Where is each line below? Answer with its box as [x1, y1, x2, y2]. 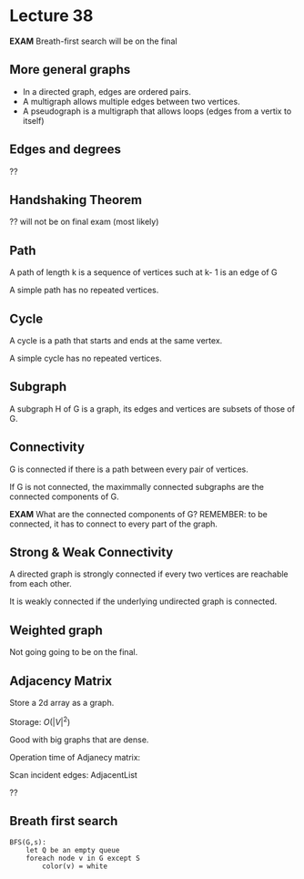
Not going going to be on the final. [9, 647, 138, 658]
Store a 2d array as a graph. [9, 698, 115, 709]
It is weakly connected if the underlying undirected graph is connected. [9, 596, 278, 607]
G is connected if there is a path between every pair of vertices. [9, 464, 248, 475]
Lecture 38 [9, 5, 94, 26]
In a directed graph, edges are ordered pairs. [22, 86, 191, 97]
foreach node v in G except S [25, 853, 141, 863]
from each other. [9, 578, 73, 589]
